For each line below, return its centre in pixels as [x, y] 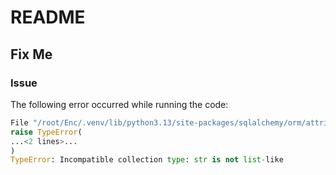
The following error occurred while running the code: [119, 104]
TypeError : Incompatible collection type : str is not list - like [147, 160]
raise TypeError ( [46, 132]
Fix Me [31, 54]
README [48, 17]
